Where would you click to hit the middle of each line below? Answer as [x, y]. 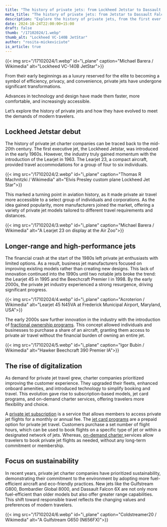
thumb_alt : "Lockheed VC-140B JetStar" [46, 38]
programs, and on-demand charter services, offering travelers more [75, 399]
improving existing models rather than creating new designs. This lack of [80, 269]
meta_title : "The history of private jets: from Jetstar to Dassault [79, 14]
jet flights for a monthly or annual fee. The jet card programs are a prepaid [81, 419]
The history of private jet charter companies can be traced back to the [77, 144]
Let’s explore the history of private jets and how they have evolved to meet [82, 111]
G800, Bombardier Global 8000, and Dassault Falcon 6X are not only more [81, 489]
